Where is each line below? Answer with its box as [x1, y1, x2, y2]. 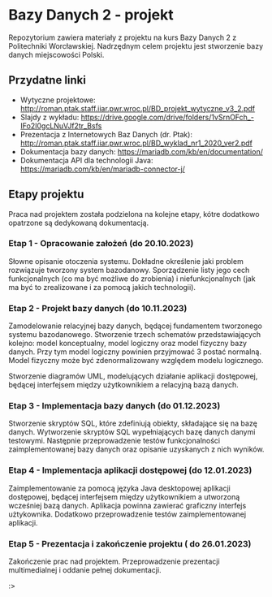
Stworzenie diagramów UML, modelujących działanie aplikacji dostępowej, [8, 371, 258, 381]
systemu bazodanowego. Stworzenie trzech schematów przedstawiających [8, 330, 261, 340]
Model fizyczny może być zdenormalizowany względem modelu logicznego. [8, 356, 264, 366]
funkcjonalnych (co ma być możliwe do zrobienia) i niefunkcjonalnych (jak [8, 274, 256, 283]
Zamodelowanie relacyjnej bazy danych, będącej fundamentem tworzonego [8, 321, 262, 331]
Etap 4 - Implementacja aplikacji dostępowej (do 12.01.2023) [8, 465, 253, 476]
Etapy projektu [8, 188, 84, 201]
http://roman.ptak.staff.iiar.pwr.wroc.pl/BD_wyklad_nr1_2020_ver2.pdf [19, 138, 253, 148]
